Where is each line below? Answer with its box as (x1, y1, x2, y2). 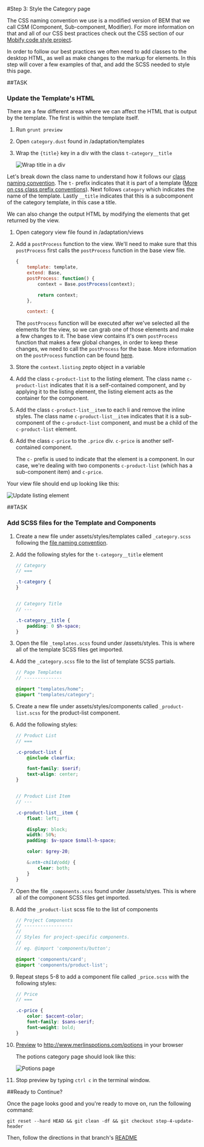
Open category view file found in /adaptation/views (15, 228, 144, 236)
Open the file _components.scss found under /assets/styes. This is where (15, 887, 196, 894)
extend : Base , (27, 270, 62, 276)
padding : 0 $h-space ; (27, 623, 81, 629)
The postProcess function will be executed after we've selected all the (15, 319, 190, 327)
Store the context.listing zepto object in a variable (15, 364, 145, 371)
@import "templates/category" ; (15, 692, 95, 698)
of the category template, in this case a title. (7, 199, 117, 206)
